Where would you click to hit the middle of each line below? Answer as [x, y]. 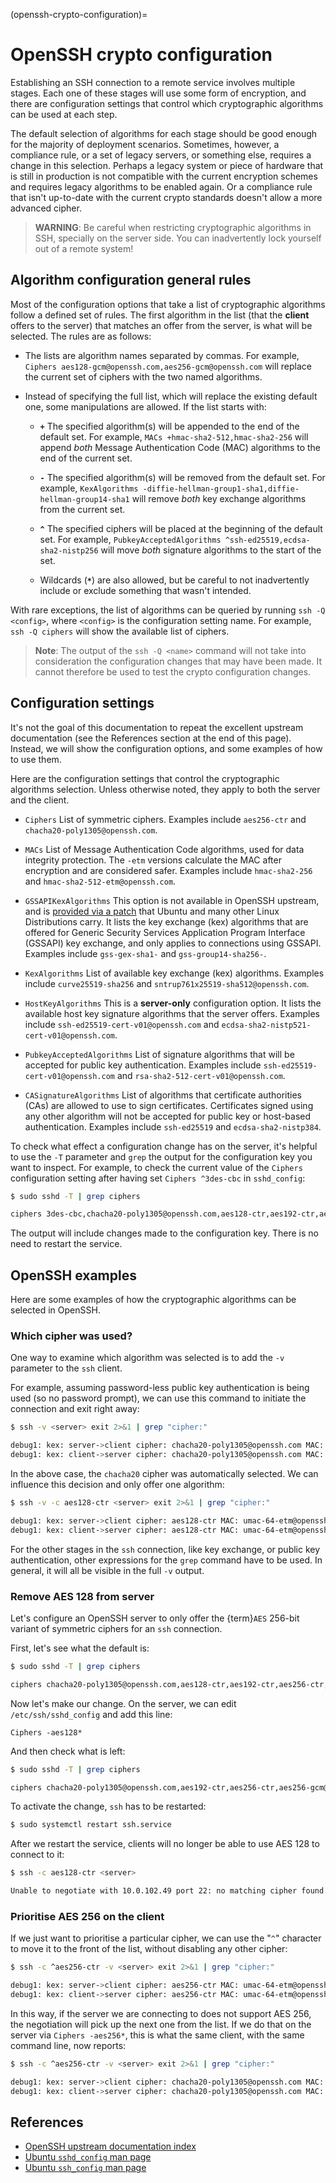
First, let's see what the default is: [80, 1648]
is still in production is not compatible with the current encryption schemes [164, 176]
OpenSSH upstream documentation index [110, 2146]
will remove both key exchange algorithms [219, 498]
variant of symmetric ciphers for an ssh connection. [116, 1628]
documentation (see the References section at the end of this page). [151, 738]
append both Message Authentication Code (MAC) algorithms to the [180, 447]
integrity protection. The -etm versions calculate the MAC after [153, 860]
